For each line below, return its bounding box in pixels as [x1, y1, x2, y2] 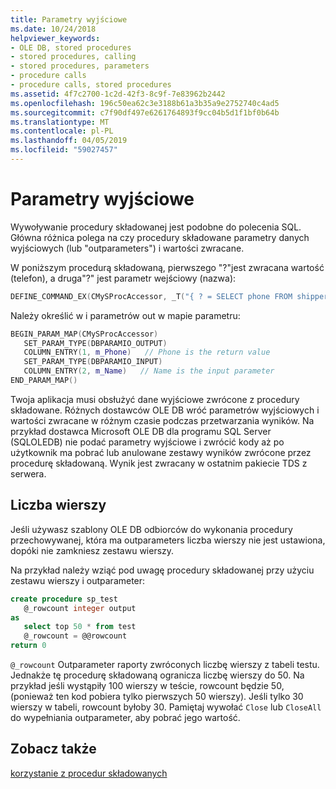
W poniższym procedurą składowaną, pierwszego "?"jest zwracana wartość [10, 261, 325, 273]
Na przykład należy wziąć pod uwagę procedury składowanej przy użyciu [10, 564, 315, 576]
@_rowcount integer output [23, 603, 137, 613]
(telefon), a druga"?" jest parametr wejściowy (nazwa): [10, 272, 237, 284]
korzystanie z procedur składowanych [10, 767, 168, 779]
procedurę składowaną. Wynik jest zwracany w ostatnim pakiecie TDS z [10, 457, 308, 469]
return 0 [10, 641, 47, 651]
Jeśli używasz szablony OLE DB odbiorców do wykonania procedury [10, 523, 293, 535]
